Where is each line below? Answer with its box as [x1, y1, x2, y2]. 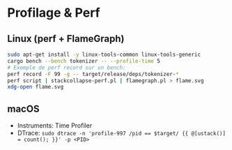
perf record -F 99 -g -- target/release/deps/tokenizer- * [7, 70, 179, 77]
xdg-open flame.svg [7, 84, 64, 91]
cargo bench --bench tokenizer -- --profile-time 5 [7, 57, 160, 64]
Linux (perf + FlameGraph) [7, 33, 125, 45]
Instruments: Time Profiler [17, 121, 93, 130]
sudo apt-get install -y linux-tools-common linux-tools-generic [7, 51, 201, 58]
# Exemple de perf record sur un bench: [7, 64, 127, 71]
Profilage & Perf [7, 5, 100, 21]
